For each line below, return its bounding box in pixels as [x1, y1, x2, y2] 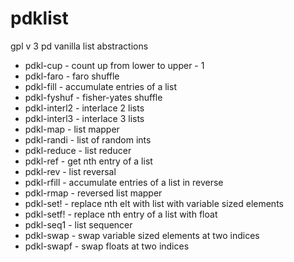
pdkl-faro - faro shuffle [24, 70, 120, 82]
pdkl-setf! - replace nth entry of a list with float [24, 208, 218, 220]
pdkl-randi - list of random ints [24, 133, 152, 146]
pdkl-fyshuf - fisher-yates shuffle [24, 91, 163, 103]
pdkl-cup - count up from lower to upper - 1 [24, 59, 205, 71]
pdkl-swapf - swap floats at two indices [24, 240, 190, 252]
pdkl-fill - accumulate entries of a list [24, 80, 177, 92]
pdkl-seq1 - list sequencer [24, 218, 133, 231]
